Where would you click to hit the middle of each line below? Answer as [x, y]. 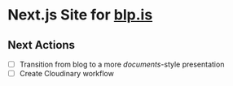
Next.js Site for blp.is [80, 15]
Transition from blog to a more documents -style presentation [122, 64]
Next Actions [41, 45]
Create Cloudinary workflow [67, 74]
